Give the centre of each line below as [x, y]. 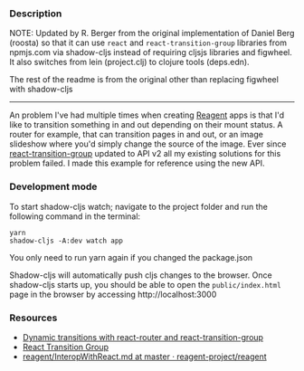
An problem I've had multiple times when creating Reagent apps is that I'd [147, 115]
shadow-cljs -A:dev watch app [66, 241]
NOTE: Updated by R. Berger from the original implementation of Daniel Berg [152, 33]
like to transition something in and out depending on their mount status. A [146, 125]
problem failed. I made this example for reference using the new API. [137, 163]
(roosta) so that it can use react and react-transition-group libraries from [148, 43]
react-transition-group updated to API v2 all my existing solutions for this [145, 154]
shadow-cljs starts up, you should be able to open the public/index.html [146, 284]
